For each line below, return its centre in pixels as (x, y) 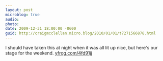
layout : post (19, 10)
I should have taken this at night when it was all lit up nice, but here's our (81, 48)
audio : (12, 19)
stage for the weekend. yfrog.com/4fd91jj (49, 53)
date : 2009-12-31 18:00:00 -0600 (41, 29)
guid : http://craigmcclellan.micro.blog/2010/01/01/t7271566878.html (81, 33)
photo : (12, 24)
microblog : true (22, 15)
